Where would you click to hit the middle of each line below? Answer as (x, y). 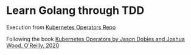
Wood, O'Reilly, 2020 (33, 45)
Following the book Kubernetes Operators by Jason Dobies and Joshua (96, 39)
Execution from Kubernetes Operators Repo (61, 27)
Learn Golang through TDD (75, 11)
